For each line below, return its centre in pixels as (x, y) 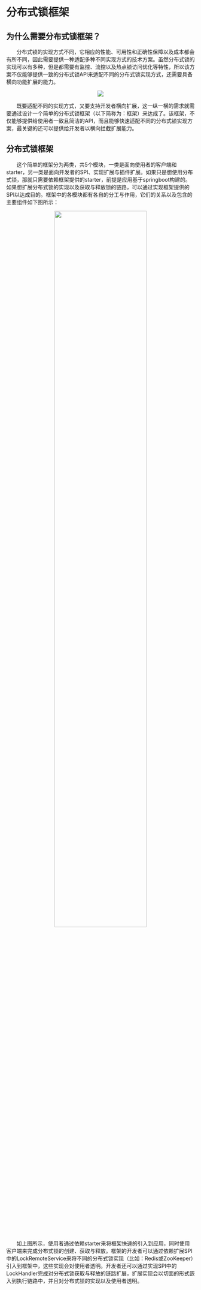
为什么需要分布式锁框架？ (53, 36)
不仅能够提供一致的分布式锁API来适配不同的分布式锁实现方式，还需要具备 (102, 74)
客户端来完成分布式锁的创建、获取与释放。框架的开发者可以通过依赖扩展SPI (99, 1250)
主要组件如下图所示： (32, 202)
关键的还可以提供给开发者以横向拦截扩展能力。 (80, 128)
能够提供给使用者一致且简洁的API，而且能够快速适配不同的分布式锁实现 (99, 121)
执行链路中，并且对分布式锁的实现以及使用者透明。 (79, 1280)
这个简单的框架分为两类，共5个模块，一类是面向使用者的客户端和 (97, 164)
